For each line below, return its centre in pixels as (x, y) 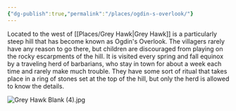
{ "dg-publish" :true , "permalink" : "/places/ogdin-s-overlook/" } (100, 14)
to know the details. (36, 86)
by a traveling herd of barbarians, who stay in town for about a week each (114, 63)
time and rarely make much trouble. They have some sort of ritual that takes (117, 71)
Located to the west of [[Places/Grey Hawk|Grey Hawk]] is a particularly (112, 34)
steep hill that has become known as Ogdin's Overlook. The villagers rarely (116, 41)
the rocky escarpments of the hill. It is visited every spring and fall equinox (116, 56)
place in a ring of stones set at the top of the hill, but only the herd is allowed (118, 79)
